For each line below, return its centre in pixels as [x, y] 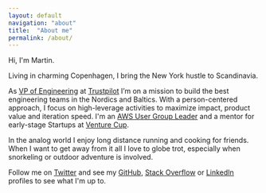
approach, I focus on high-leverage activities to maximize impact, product [129, 108]
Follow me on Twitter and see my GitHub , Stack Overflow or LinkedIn [121, 172]
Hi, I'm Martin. [31, 60]
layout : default [35, 15]
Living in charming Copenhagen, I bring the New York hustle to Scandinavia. [133, 75]
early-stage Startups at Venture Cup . [69, 125]
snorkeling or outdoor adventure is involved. [81, 157]
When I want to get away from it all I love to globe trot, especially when [125, 149]
